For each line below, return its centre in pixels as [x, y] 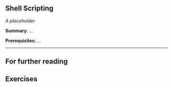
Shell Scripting [30, 8]
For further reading [37, 62]
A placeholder [20, 20]
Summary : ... [19, 31]
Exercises [21, 79]
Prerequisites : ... [23, 40]
